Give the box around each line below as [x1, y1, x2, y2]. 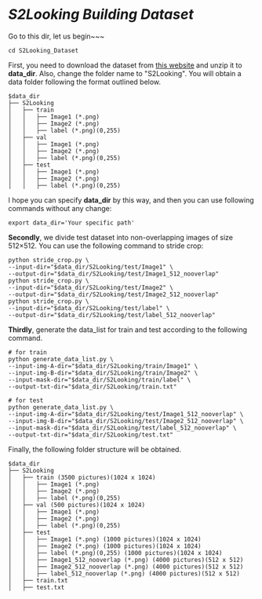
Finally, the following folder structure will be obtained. [8, 444, 182, 454]
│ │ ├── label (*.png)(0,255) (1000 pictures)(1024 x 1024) [8, 549, 223, 557]
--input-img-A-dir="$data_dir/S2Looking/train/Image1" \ [8, 362, 198, 370]
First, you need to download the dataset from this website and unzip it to [8, 60, 242, 70]
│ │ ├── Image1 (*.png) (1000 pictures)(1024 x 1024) [8, 535, 202, 543]
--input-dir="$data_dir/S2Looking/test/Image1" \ [8, 263, 174, 271]
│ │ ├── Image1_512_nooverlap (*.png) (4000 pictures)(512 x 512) [8, 556, 244, 564]
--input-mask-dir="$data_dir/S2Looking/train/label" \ [8, 375, 191, 384]
